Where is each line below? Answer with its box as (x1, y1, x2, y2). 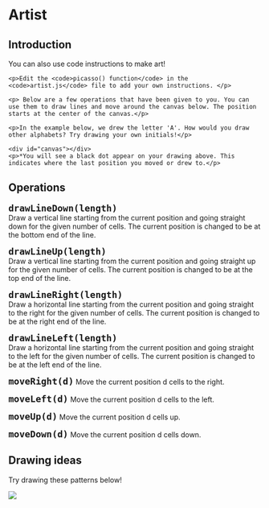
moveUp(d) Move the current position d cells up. (8, 411, 181, 422)
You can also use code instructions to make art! (8, 59, 166, 68)
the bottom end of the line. (8, 229, 96, 239)
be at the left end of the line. (8, 360, 102, 370)
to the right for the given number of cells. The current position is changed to (8, 308, 260, 317)
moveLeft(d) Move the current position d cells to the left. (8, 393, 215, 404)
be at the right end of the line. (8, 316, 107, 326)
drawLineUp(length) (8, 246, 107, 257)
